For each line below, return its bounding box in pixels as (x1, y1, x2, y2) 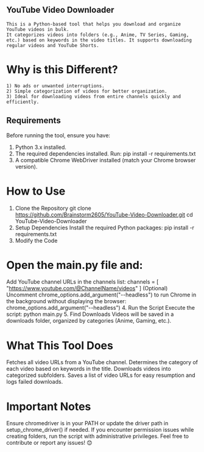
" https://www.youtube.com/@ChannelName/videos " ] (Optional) (6, 285, 168, 292)
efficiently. (6, 99, 40, 105)
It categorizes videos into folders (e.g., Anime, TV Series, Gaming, (6, 32, 189, 38)
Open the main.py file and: (6, 258, 143, 272)
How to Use (6, 184, 66, 198)
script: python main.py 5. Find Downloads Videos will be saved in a (6, 310, 174, 318)
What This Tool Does (6, 339, 114, 353)
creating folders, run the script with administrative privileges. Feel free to (6, 432, 189, 440)
